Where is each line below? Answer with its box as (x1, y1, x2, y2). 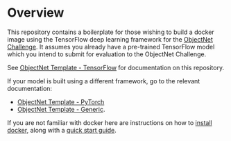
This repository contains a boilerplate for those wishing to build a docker (7, 28, 215, 36)
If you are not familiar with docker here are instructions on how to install (7, 118, 213, 126)
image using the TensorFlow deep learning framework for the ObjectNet (7, 35, 213, 43)
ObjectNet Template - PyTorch (17, 97, 105, 106)
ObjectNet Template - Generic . (17, 105, 105, 113)
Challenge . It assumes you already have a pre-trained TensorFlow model (7, 42, 215, 51)
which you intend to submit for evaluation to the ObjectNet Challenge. (7, 50, 207, 58)
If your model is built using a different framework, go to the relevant (7, 76, 200, 85)
